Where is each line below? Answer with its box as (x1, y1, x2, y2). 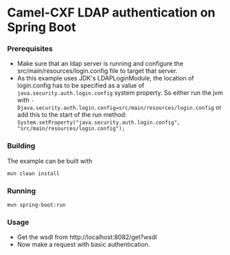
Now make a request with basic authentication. (16, 241, 150, 249)
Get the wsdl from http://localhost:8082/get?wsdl (16, 233, 157, 241)
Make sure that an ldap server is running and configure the (16, 60, 184, 68)
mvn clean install (7, 170, 60, 177)
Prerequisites (7, 44, 53, 54)
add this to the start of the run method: (16, 111, 127, 119)
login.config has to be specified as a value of (16, 81, 145, 90)
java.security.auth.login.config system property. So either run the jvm (16, 89, 223, 97)
